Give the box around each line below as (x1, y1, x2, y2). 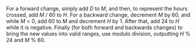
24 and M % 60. (6, 37, 46, 43)
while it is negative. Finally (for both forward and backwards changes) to (6, 24, 183, 31)
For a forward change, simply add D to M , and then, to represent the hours (6, 5, 188, 12)
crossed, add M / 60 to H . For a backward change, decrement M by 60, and (6, 11, 191, 18)
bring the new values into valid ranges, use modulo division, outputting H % (6, 30, 191, 37)
